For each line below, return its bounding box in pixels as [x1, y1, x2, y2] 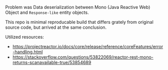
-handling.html [12, 49, 43, 55]
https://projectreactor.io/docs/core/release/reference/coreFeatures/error [12, 44, 163, 49]
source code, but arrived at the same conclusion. [5, 24, 107, 30]
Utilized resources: [5, 34, 44, 40]
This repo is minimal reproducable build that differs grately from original [5, 19, 154, 25]
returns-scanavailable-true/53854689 [12, 60, 91, 65]
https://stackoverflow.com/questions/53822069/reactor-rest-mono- [12, 54, 154, 60]
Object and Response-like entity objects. [5, 9, 89, 15]
